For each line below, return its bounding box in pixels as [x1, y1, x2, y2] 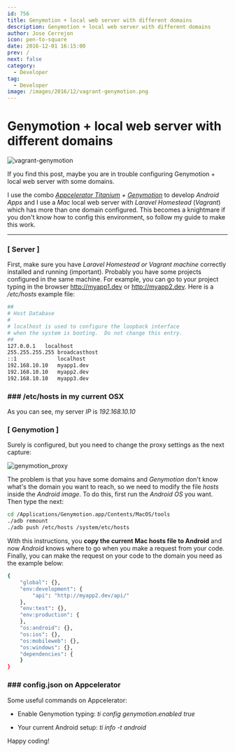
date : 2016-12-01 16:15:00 [7, 43, 86, 50]
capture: [7, 448, 31, 456]
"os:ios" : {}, [20, 630, 61, 638]
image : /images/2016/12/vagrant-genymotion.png [7, 88, 149, 95]
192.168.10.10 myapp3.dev [7, 375, 90, 382]
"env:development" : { [20, 585, 83, 593]
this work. [7, 221, 36, 229]
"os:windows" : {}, [20, 644, 73, 651]
